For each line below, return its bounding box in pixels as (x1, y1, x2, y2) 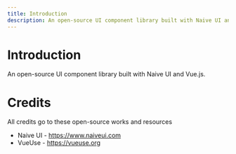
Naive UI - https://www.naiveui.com (17, 131, 122, 140)
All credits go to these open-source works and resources (7, 118, 173, 126)
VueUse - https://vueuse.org (17, 139, 100, 147)
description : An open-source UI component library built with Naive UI (7, 17, 221, 24)
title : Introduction (7, 10, 68, 17)
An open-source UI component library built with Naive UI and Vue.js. (7, 70, 206, 78)
